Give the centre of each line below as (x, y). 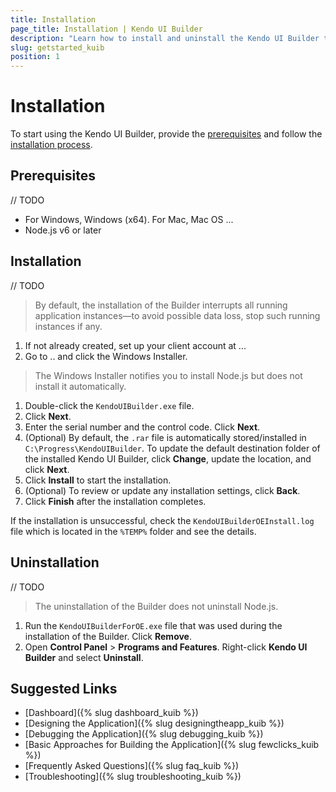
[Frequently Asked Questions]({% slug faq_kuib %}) (132, 766)
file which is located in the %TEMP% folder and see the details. (133, 531)
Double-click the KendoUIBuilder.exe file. (109, 405)
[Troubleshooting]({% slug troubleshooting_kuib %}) (133, 777)
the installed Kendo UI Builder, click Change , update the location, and (168, 458)
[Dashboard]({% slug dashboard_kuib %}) (111, 713)
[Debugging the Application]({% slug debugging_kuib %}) (144, 734)
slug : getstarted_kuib (57, 47)
